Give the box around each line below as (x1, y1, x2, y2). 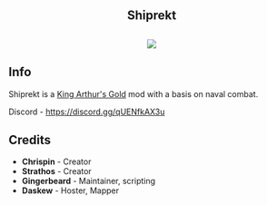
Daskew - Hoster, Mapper (21, 185, 120, 196)
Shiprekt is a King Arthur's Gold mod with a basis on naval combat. (8, 88, 259, 99)
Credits (8, 132, 52, 148)
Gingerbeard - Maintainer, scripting (21, 176, 156, 187)
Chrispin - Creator (21, 156, 92, 167)
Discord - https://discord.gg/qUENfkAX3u (8, 106, 165, 117)
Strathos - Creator (21, 166, 92, 177)
